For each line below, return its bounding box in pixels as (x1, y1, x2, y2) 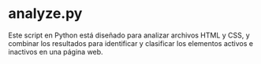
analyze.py (8, 5, 83, 23)
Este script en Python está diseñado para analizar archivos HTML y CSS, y (8, 30, 250, 40)
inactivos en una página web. (8, 47, 104, 56)
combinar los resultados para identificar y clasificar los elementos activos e (8, 38, 254, 48)
